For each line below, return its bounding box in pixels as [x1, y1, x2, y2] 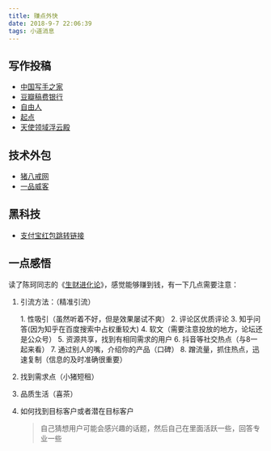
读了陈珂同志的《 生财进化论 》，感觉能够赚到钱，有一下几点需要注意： [8, 279, 239, 289]
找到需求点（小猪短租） [19, 372, 99, 381]
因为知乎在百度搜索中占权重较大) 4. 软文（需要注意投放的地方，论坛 [29, 324, 256, 334]
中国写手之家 [19, 82, 63, 91]
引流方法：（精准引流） [19, 296, 95, 306]
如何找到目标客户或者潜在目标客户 [19, 406, 134, 415]
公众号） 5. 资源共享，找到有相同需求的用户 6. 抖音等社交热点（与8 [27, 334, 251, 344]
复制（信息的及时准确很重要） [27, 354, 127, 364]
